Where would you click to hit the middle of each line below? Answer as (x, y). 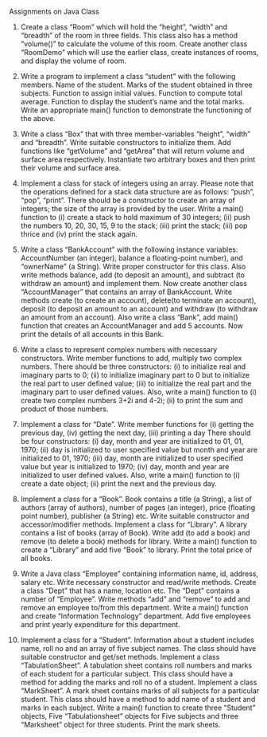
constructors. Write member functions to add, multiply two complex (131, 358)
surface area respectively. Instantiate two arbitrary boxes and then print (138, 159)
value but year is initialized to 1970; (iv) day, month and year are (125, 467)
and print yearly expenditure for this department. (101, 624)
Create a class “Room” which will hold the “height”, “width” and (124, 27)
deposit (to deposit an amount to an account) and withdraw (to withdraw (139, 309)
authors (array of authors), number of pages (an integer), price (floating (138, 508)
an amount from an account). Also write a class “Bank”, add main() (129, 317)
